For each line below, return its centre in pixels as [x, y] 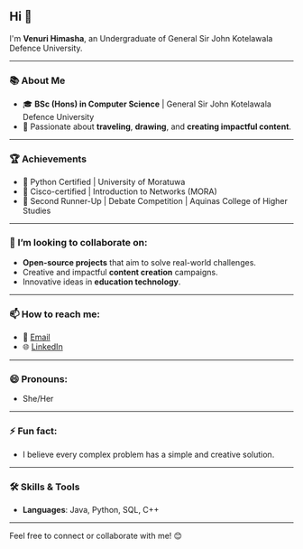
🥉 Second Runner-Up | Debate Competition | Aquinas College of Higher [155, 201]
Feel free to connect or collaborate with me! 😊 [96, 535]
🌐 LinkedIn [42, 347]
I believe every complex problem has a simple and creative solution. [148, 454]
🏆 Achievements [48, 159]
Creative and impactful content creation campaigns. [120, 272]
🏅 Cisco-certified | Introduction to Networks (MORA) [120, 191]
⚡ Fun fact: [33, 432]
